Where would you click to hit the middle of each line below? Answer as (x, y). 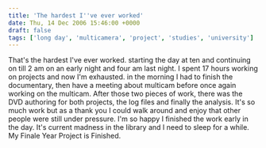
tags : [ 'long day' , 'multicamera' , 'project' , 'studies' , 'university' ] (131, 38)
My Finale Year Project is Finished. (65, 136)
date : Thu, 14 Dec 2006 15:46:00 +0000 (74, 23)
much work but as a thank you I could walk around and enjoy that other (124, 111)
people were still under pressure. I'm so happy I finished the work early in (128, 119)
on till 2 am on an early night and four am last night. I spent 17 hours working (133, 69)
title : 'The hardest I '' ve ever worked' (76, 15)
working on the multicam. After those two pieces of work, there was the (125, 94)
